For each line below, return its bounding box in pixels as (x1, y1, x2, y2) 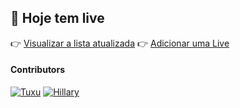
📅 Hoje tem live (10, 10, 105, 27)
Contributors (10, 64, 66, 76)
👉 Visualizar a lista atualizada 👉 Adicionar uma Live (10, 37, 230, 49)
